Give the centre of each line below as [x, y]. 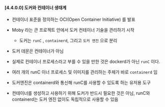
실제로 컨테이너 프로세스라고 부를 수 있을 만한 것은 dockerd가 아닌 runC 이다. [86, 61]
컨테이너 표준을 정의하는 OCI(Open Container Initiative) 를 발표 [74, 19]
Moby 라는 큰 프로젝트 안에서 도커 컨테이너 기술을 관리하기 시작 [73, 30]
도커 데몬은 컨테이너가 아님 [38, 51]
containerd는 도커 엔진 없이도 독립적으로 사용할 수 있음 [65, 100]
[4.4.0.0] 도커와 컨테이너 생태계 [35, 7]
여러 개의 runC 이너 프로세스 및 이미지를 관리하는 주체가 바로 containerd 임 [84, 72]
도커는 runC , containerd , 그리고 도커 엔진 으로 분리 [68, 41]
